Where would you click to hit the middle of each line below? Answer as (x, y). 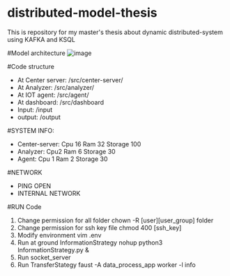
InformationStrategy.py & (53, 250)
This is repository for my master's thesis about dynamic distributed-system (115, 32)
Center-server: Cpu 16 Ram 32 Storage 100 (79, 144)
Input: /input (35, 109)
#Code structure (31, 66)
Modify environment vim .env (59, 235)
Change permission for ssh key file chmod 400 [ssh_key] (99, 227)
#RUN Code (24, 206)
